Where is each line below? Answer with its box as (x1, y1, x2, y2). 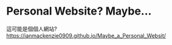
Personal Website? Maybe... (6, 4, 152, 18)
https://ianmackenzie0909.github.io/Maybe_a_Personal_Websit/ (6, 32, 166, 39)
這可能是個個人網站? (6, 25, 58, 32)
